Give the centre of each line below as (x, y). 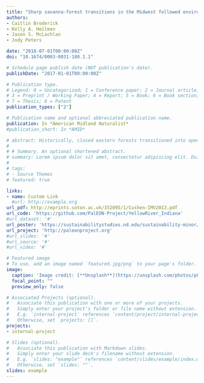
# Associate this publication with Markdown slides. (77, 348)
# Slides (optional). (34, 342)
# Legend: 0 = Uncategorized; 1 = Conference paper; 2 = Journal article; (103, 90)
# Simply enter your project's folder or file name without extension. (102, 309)
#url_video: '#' (27, 247)
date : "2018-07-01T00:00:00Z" (45, 51)
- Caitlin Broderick (32, 23)
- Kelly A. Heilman (31, 29)
